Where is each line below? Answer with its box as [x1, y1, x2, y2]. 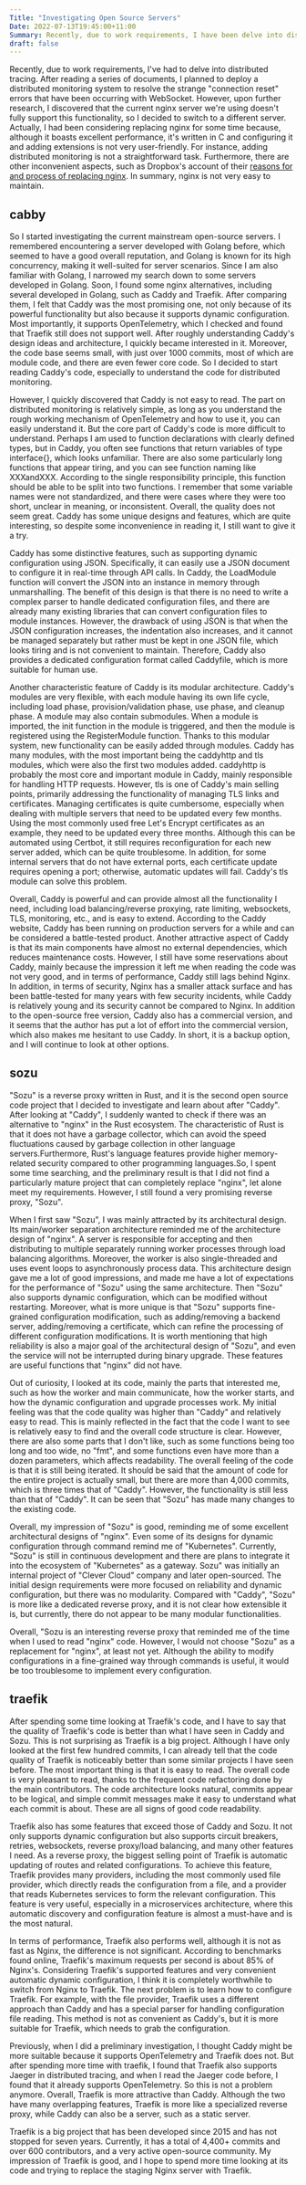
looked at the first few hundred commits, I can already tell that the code [9, 1745, 278, 1756]
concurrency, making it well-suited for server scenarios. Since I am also [9, 260, 279, 271]
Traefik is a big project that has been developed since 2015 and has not [9, 2126, 278, 2137]
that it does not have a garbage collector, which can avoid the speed [9, 1129, 267, 1140]
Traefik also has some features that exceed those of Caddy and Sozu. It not [9, 1821, 293, 1832]
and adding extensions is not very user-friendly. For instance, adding [9, 142, 269, 152]
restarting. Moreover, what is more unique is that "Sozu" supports [9, 1301, 257, 1312]
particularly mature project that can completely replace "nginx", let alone [9, 1177, 282, 1188]
